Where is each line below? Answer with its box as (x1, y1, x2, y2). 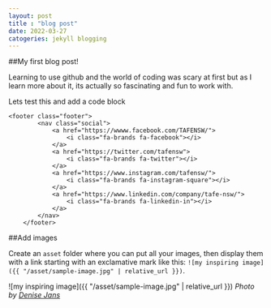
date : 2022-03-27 (8, 27, 67, 35)
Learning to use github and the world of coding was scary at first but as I (8, 72, 252, 82)
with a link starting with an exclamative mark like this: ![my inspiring (8, 257, 239, 267)
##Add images (8, 233, 58, 243)
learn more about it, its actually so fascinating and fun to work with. (8, 81, 234, 91)
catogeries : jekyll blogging (8, 34, 107, 43)
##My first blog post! (8, 57, 79, 66)
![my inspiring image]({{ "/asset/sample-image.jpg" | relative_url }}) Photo (8, 281, 255, 292)
